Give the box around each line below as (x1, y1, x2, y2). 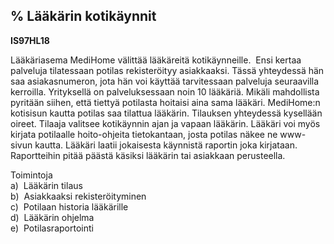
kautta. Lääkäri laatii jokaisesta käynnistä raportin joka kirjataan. (34, 139, 298, 151)
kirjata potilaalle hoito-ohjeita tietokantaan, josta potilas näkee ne (10, 128, 278, 140)
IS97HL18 (10, 34, 50, 46)
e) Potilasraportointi (10, 222, 94, 234)
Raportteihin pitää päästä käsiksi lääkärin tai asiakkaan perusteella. (10, 149, 286, 161)
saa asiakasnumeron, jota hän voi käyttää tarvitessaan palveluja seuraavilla (10, 75, 320, 87)
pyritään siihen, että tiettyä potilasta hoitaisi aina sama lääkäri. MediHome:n (10, 96, 321, 108)
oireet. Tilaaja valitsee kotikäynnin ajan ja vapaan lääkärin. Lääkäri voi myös (10, 117, 321, 129)
